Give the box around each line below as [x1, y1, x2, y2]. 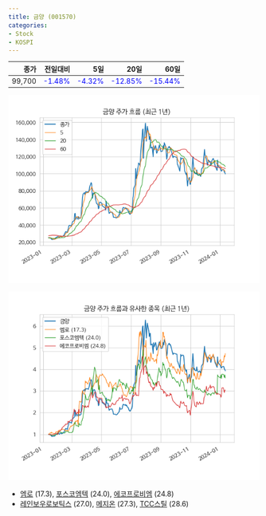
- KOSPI [8, 38, 34, 46]
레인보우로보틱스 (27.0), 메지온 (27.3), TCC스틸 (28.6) [19, 498, 190, 508]
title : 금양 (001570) [8, 13, 77, 21]
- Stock [8, 30, 34, 37]
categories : [8, 21, 48, 30]
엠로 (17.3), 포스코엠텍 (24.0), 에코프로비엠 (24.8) [19, 489, 174, 498]
